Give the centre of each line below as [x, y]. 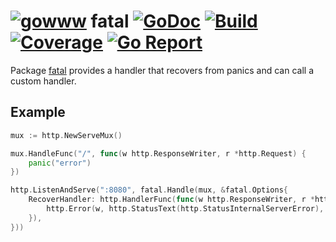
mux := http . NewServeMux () [66, 135]
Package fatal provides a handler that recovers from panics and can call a [162, 70]
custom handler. [43, 81]
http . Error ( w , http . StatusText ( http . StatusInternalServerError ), [185, 209]
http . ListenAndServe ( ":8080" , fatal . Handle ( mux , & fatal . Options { [149, 190]
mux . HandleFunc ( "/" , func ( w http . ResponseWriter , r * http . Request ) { [158, 153]
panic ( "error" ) [60, 163]
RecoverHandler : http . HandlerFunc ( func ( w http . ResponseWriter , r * [171, 200]
